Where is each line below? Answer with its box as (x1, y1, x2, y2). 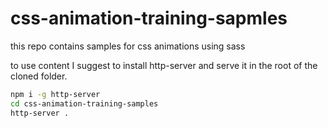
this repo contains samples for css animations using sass (10, 40, 246, 52)
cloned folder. (10, 70, 68, 82)
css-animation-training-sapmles (10, 7, 288, 30)
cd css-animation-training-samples (10, 98, 159, 109)
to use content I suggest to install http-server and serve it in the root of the (10, 59, 318, 71)
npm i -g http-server (10, 89, 101, 99)
